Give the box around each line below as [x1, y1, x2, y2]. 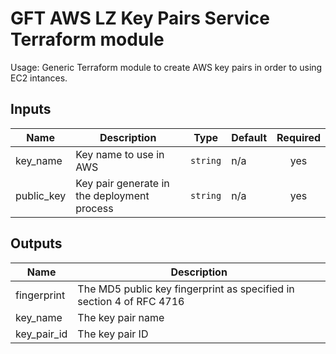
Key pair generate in [75, 176, 170, 190]
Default [231, 130, 268, 144]
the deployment [75, 188, 150, 202]
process [75, 201, 114, 215]
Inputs [10, 101, 52, 118]
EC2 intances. [10, 72, 68, 84]
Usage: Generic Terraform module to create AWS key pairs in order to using [10, 61, 323, 73]
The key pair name [77, 310, 165, 324]
